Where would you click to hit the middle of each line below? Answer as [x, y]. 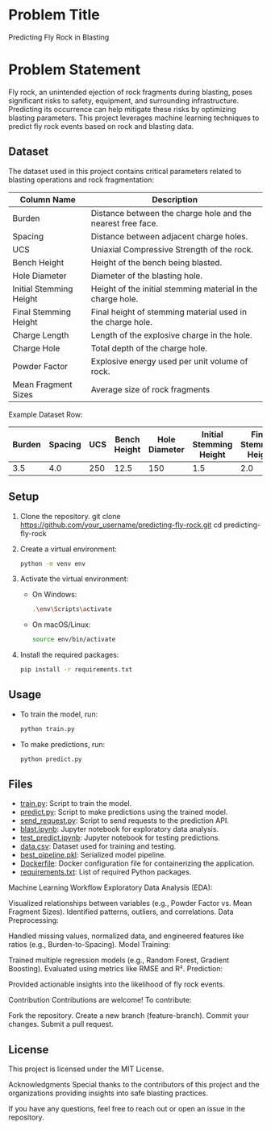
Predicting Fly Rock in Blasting [59, 37]
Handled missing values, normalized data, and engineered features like [126, 936]
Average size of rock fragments [150, 389]
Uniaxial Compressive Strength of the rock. [172, 249]
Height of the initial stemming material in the [174, 289]
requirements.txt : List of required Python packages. [106, 872]
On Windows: [54, 595]
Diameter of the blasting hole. [147, 276]
